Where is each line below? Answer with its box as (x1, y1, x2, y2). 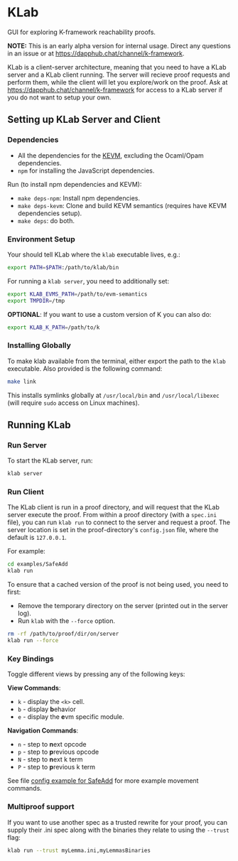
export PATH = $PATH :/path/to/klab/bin (7, 264, 119, 271)
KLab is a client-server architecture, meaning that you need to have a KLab (7, 63, 227, 71)
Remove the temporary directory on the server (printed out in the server (17, 602, 229, 610)
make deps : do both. (17, 216, 75, 224)
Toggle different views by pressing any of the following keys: (7, 670, 185, 678)
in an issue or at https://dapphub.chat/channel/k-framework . (7, 49, 185, 58)
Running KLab (7, 418, 71, 430)
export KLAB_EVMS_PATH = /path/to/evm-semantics (7, 291, 148, 298)
